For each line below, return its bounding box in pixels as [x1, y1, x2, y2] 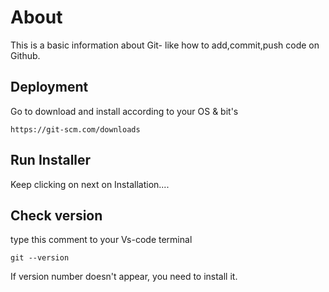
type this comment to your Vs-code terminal [10, 234, 193, 246]
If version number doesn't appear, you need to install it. [10, 271, 238, 283]
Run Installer [10, 152, 92, 169]
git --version [10, 253, 70, 263]
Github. [10, 49, 41, 61]
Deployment [10, 79, 89, 96]
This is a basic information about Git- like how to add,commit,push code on [10, 39, 320, 51]
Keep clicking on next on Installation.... [10, 178, 170, 190]
